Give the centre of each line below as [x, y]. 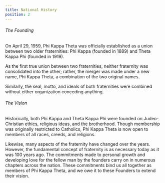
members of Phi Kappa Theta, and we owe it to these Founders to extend [80, 171]
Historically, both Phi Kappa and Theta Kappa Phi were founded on [74, 118]
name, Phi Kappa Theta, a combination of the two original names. [72, 77]
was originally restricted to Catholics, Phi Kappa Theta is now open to [77, 129]
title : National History [31, 10]
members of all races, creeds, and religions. [50, 134]
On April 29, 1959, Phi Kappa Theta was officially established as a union [79, 46]
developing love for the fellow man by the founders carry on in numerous [80, 160]
